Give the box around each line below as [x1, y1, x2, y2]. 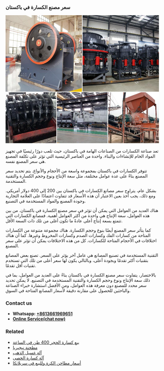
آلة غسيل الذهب [12, 350, 42, 355]
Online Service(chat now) [12, 316, 66, 322]
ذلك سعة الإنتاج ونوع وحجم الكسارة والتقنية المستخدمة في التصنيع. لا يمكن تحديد [5, 277, 150, 283]
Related [5, 328, 24, 335]
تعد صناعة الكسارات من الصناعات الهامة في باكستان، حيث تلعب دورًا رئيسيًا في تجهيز [5, 148, 159, 154]
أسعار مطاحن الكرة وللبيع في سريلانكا [12, 360, 81, 366]
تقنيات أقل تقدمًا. [5, 262, 36, 268]
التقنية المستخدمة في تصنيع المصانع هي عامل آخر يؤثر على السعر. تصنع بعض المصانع [5, 252, 159, 258]
